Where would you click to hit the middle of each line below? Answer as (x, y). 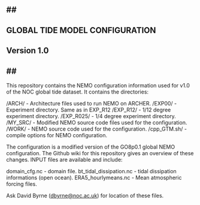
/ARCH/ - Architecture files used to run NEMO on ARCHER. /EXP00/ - (92, 103)
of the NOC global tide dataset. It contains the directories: (77, 92)
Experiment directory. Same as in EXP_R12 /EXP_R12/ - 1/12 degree (89, 110)
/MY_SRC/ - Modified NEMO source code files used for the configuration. (97, 122)
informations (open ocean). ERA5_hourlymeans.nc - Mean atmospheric (94, 177)
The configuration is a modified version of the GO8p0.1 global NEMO (91, 147)
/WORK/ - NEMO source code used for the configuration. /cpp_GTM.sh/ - (97, 129)
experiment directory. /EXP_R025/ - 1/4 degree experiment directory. (91, 116)
